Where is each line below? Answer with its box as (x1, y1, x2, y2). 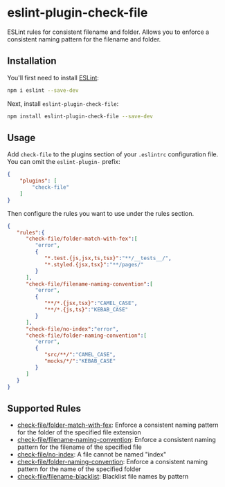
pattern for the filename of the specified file (17, 443, 142, 451)
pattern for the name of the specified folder (17, 465, 141, 473)
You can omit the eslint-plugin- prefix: (7, 158, 120, 166)
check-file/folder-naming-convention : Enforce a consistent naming (17, 458, 208, 466)
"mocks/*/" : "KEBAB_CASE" (44, 358, 116, 365)
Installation (7, 55, 57, 67)
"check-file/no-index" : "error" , (25, 325, 119, 333)
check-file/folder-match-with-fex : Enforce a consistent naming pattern (17, 421, 219, 430)
